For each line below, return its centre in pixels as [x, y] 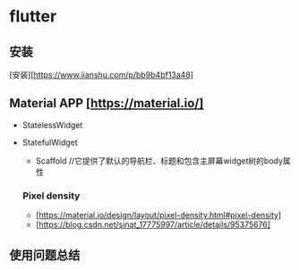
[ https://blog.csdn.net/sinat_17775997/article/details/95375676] [153, 224]
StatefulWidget [50, 142]
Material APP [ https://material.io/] [107, 103]
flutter [33, 17]
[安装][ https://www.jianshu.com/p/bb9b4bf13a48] [102, 75]
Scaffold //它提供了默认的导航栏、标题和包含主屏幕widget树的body [159, 160]
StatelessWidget [52, 125]
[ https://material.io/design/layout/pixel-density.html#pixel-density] [158, 215]
